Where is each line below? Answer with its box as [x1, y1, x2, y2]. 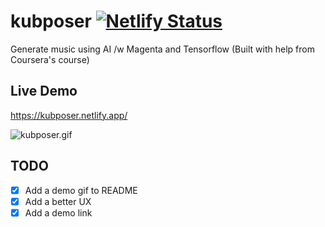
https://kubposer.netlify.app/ [10, 109, 128, 121]
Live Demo [10, 83, 78, 100]
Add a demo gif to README [24, 184, 138, 196]
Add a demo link [24, 206, 93, 219]
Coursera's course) [10, 53, 90, 65]
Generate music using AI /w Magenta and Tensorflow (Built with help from [10, 43, 315, 55]
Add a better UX [24, 195, 92, 207]
